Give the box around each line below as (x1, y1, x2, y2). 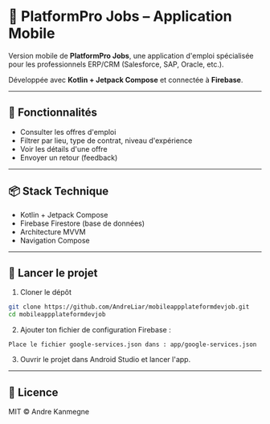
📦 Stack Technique (8, 185, 109, 198)
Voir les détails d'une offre (19, 144, 108, 153)
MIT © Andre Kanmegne (8, 406, 90, 416)
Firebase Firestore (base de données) (19, 218, 145, 228)
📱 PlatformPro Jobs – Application (8, 7, 232, 26)
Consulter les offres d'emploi (19, 127, 117, 137)
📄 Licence (8, 385, 59, 399)
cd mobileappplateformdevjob (8, 311, 106, 319)
